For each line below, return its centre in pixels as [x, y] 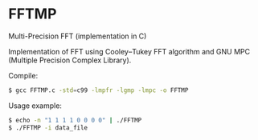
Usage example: [35, 106]
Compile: [23, 75]
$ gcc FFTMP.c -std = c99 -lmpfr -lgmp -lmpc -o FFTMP [98, 90]
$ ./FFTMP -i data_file [48, 128]
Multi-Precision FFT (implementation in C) [78, 36]
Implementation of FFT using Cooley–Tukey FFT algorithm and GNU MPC [129, 51]
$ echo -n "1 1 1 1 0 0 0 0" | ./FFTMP [75, 120]
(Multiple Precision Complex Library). [70, 60]
